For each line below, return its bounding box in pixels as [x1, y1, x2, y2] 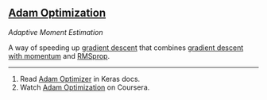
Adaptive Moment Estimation [8, 27, 103, 37]
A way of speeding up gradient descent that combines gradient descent [8, 43, 244, 52]
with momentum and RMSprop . [8, 51, 110, 60]
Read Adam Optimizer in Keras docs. [19, 74, 141, 83]
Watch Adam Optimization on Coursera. [19, 83, 150, 92]
